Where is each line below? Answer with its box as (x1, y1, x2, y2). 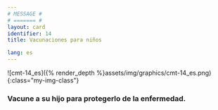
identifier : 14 (7, 30, 52, 37)
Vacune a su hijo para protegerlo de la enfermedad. (7, 93, 186, 103)
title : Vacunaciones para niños (7, 37, 102, 44)
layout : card (7, 23, 46, 30)
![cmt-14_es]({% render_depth (7, 68, 95, 77)
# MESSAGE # (7, 10, 42, 18)
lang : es (7, 49, 33, 56)
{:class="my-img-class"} (7, 76, 79, 85)
